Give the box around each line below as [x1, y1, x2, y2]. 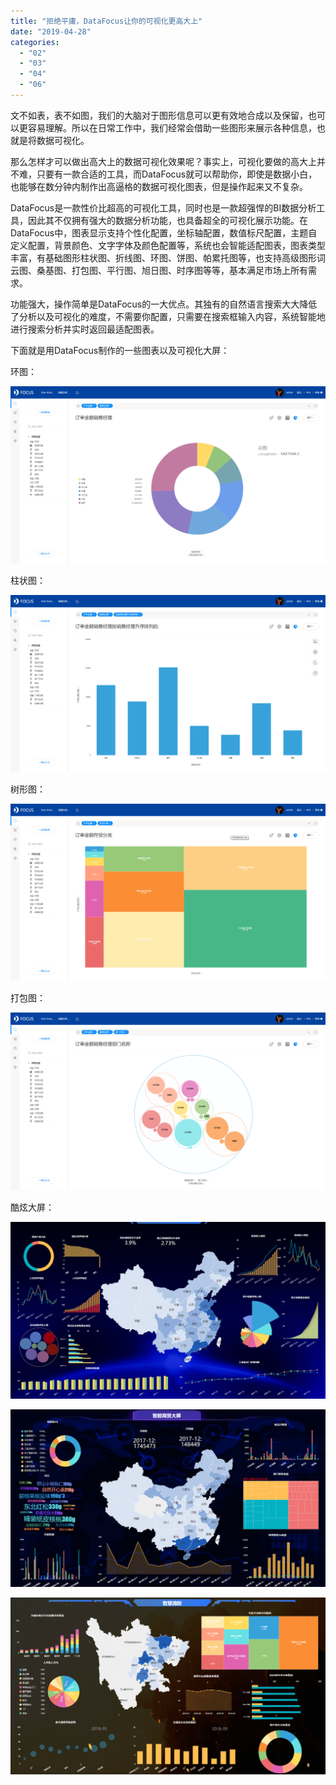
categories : [10, 37, 60, 47]
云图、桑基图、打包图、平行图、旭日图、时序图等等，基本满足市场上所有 [10, 264, 308, 276]
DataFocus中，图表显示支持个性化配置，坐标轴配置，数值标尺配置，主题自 [10, 226, 318, 239]
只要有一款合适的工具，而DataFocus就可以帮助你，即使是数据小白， [36, 168, 318, 180]
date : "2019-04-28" [10, 26, 92, 37]
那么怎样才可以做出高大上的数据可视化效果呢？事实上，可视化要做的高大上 [10, 155, 317, 167]
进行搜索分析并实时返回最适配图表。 [10, 323, 160, 335]
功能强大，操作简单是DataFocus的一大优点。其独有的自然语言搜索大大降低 [10, 298, 318, 310]
